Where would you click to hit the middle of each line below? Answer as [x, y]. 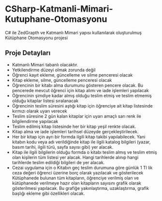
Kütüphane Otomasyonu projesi [37, 38]
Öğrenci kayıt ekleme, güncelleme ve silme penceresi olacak [72, 75]
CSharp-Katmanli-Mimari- [59, 9]
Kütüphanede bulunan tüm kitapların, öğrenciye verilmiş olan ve [75, 178]
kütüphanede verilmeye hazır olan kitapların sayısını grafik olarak [77, 183]
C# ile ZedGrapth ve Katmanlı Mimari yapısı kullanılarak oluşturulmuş [73, 32]
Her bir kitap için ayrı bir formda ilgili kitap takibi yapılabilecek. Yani [79, 137]
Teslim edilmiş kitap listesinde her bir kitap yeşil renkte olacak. [74, 126]
